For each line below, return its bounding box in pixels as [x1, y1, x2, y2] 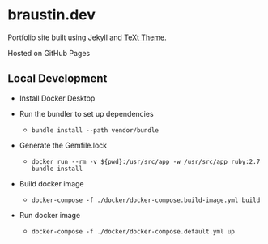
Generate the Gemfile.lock [19, 140, 107, 150]
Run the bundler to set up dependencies [19, 109, 155, 118]
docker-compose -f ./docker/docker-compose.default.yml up [31, 227, 236, 236]
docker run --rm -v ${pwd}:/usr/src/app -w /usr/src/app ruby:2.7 [31, 157, 261, 165]
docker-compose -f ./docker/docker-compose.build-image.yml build [31, 196, 261, 204]
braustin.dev [7, 6, 96, 24]
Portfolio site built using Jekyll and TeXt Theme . [7, 32, 167, 42]
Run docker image [19, 210, 81, 220]
